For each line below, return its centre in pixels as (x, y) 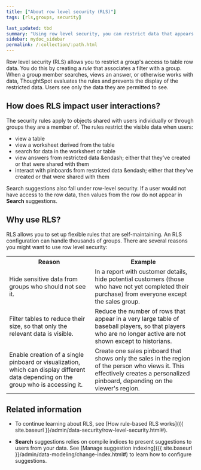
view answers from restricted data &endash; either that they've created (103, 157)
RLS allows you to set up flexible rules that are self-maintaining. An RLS (94, 234)
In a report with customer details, (141, 271)
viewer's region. (117, 388)
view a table (30, 138)
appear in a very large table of (137, 319)
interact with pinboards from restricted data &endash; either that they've (104, 170)
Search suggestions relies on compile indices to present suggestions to (103, 442)
